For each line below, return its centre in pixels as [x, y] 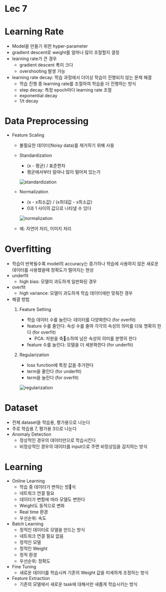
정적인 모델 [30, 542]
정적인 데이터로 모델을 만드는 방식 [52, 529]
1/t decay [29, 101]
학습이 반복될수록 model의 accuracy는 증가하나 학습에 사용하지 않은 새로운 [85, 264]
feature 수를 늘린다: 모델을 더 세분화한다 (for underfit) [80, 345]
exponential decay [38, 96]
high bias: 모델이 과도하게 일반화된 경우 [58, 281]
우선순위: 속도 [33, 518]
